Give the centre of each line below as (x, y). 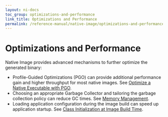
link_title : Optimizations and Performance (51, 19)
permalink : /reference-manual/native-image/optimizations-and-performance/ (86, 24)
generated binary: (23, 67)
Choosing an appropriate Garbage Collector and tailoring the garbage (84, 93)
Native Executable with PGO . (42, 88)
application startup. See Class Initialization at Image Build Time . (78, 109)
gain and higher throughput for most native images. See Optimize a (81, 82)
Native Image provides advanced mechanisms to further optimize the (76, 62)
